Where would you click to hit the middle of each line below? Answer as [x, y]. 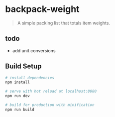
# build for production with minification [50, 105]
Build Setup [23, 66]
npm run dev [17, 96]
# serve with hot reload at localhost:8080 [51, 91]
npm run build [20, 110]
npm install [17, 82]
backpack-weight [42, 9]
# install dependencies [30, 78]
